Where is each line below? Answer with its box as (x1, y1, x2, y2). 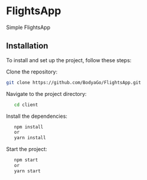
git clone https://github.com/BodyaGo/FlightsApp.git (6, 79, 142, 85)
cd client (14, 102, 38, 108)
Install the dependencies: (6, 112, 68, 120)
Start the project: (6, 146, 47, 153)
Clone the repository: (6, 68, 58, 75)
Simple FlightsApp (6, 24, 51, 31)
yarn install (14, 135, 46, 141)
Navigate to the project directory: (6, 90, 87, 97)
